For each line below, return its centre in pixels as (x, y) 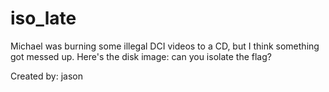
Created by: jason (46, 76)
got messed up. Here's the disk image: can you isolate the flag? (141, 56)
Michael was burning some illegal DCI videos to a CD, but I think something (165, 46)
